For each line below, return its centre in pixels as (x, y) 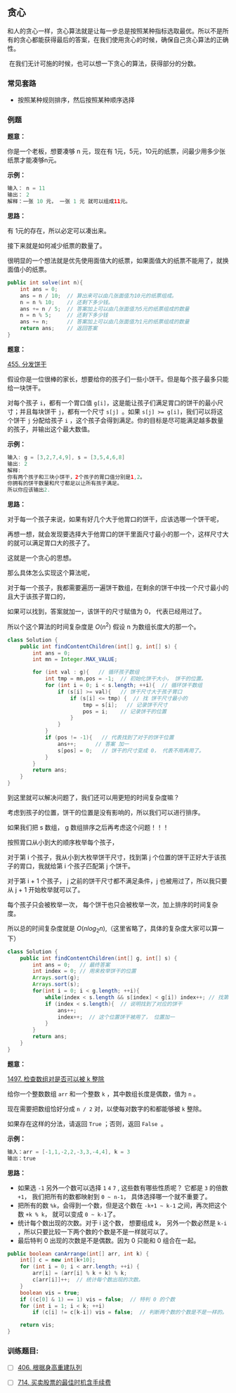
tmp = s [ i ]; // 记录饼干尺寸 (125, 705)
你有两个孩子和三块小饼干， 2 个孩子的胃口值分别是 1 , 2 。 (77, 477)
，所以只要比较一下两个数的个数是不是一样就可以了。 (94, 1231)
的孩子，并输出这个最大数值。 (50, 429)
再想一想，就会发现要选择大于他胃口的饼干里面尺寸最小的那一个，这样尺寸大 (118, 534)
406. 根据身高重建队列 (50, 1368)
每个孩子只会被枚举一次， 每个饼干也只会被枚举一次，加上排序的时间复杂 (113, 905)
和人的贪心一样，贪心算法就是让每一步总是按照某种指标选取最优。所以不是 (115, 31)
